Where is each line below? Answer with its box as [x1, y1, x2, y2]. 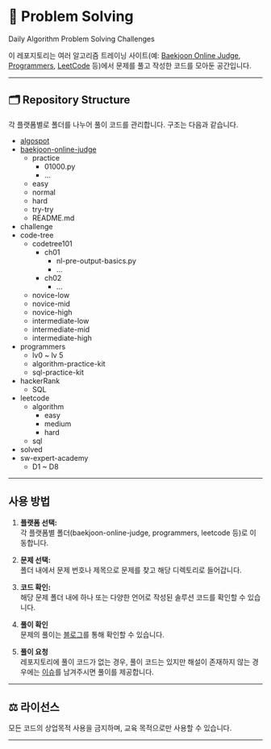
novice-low [31, 290, 70, 299]
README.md [31, 213, 75, 223]
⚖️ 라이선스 [8, 700, 60, 713]
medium [44, 419, 72, 429]
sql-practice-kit [31, 367, 85, 377]
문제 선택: [19, 554, 51, 564]
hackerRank [19, 375, 60, 386]
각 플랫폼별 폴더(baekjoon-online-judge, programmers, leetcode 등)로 [19, 528, 248, 538]
